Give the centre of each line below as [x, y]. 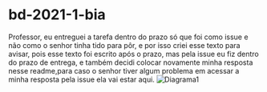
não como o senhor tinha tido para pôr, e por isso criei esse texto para [124, 45]
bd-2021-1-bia [57, 15]
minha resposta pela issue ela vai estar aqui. [81, 79]
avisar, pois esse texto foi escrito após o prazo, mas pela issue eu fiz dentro [133, 54]
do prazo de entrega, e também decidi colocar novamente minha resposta [131, 62]
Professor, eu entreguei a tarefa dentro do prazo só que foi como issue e [128, 37]
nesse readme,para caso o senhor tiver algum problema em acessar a [124, 70]
